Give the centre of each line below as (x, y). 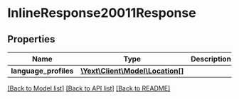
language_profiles (42, 71)
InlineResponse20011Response (102, 13)
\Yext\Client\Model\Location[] (132, 71)
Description (211, 59)
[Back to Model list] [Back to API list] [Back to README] (89, 88)
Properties (31, 39)
